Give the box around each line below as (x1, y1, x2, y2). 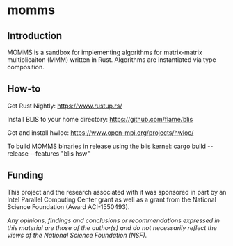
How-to (7, 83, 41, 95)
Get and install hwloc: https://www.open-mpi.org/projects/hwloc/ (7, 128, 194, 137)
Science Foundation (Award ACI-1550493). (7, 202, 130, 211)
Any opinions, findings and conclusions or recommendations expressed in (7, 216, 220, 224)
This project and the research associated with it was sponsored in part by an (7, 188, 227, 196)
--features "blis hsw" (30, 149, 90, 158)
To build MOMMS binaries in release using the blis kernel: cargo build (7, 142, 207, 150)
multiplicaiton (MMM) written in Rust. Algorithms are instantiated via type (7, 56, 217, 64)
